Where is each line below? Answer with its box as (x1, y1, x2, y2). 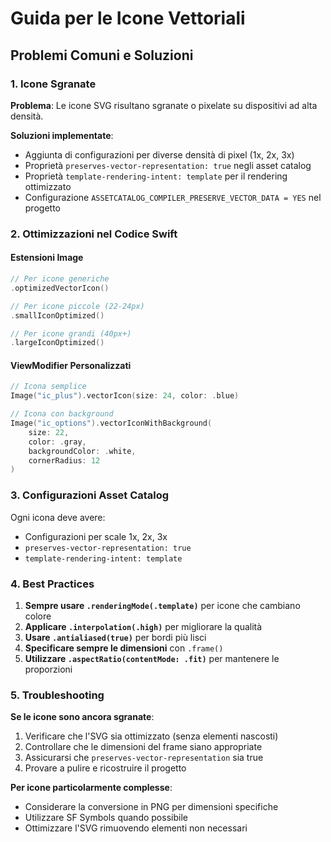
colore (24, 610, 52, 622)
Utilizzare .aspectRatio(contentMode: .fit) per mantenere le (24, 652, 280, 664)
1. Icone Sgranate (10, 77, 97, 91)
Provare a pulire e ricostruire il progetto (24, 762, 187, 774)
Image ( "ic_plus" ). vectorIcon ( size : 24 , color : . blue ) (10, 391, 240, 401)
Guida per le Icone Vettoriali (10, 7, 246, 30)
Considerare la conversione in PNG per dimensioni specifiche (24, 801, 279, 813)
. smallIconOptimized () (10, 310, 105, 321)
